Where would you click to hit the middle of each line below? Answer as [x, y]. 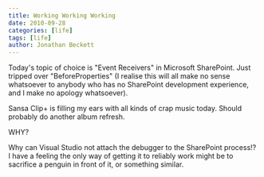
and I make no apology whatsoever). [68, 93]
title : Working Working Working [62, 15]
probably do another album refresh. [67, 117]
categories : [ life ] [41, 30]
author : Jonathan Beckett [51, 45]
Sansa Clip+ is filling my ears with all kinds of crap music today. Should [125, 109]
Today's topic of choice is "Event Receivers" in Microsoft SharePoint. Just [130, 67]
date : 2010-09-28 [37, 23]
